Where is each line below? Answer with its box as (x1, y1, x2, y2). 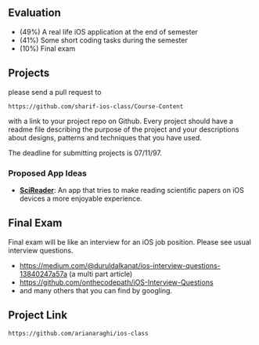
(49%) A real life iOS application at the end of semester (19, 27, 198, 36)
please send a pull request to (8, 87, 102, 96)
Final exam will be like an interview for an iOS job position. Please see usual (8, 237, 252, 246)
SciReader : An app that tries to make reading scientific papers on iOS (19, 185, 244, 194)
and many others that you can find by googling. (19, 285, 173, 295)
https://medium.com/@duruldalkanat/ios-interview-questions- (19, 260, 221, 270)
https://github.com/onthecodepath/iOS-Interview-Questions (19, 278, 214, 287)
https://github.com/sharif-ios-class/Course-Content (8, 102, 184, 111)
